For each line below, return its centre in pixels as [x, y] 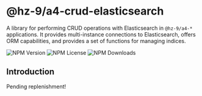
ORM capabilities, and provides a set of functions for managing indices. [96, 41]
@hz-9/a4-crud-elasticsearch [85, 11]
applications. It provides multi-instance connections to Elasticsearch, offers [101, 34]
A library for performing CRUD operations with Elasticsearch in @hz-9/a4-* [99, 28]
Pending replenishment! [36, 86]
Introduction [31, 72]
